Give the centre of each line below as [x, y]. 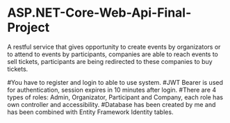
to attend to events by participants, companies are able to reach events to [113, 54]
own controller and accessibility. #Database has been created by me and [112, 104]
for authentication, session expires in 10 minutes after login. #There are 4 [112, 90]
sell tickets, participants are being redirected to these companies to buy [110, 61]
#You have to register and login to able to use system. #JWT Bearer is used [115, 82]
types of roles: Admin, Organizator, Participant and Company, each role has [115, 97]
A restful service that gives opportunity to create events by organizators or [114, 47]
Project [28, 27]
